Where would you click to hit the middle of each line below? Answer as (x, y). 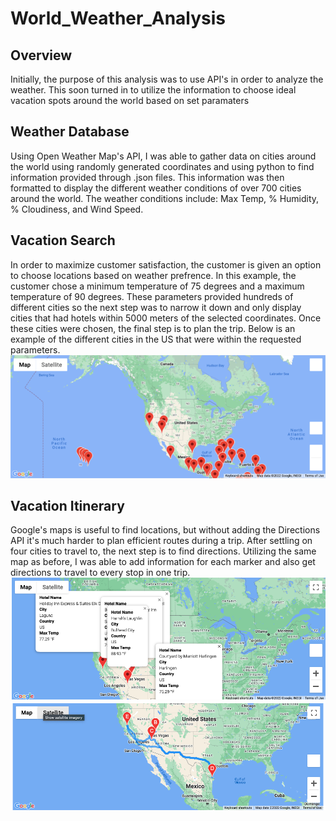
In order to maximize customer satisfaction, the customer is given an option (166, 264)
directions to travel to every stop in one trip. (100, 573)
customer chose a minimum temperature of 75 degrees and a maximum (157, 286)
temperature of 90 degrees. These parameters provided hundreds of (152, 296)
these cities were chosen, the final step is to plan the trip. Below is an (153, 328)
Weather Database (70, 132)
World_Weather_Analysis (118, 18)
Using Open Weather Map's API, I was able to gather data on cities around (163, 156)
